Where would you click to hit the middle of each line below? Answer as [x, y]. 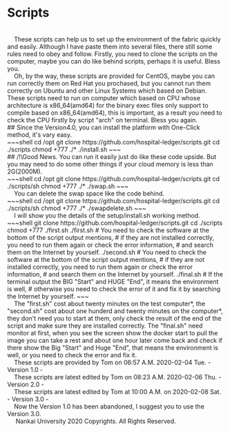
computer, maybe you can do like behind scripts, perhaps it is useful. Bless [114, 61]
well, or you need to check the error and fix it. [72, 355]
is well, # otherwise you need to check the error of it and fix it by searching [114, 289]
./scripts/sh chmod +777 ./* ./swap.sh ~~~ [68, 186]
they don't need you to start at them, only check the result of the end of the [115, 318]
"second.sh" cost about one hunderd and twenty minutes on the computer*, [115, 311]
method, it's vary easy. [40, 134]
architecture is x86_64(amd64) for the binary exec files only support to [108, 105]
